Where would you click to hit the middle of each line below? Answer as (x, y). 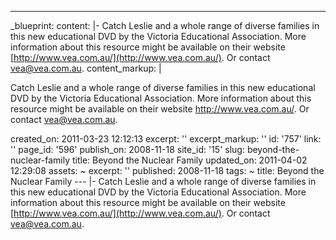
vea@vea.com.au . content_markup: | (86, 68)
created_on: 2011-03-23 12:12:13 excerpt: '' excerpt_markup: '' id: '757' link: (166, 139)
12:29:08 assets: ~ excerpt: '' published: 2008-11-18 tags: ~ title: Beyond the (167, 170)
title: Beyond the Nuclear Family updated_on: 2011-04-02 (189, 160)
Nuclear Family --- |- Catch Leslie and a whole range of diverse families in (163, 181)
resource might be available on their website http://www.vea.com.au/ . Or (160, 109)
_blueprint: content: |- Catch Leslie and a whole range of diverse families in (165, 25)
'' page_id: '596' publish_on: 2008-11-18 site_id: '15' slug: (127, 149)
